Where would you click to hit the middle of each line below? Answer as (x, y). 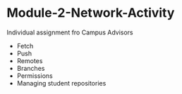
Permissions (35, 76)
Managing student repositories (61, 83)
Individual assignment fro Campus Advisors (70, 32)
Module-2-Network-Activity (91, 13)
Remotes (30, 60)
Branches (31, 68)
